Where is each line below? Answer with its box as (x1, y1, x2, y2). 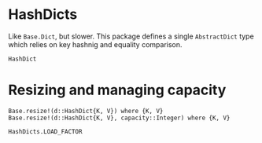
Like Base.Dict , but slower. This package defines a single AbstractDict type (8, 31, 254, 41)
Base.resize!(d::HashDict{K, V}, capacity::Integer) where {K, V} (8, 114, 231, 122)
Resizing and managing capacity (8, 81, 227, 99)
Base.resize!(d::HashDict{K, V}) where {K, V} (8, 107, 164, 115)
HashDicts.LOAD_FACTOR (8, 127, 83, 135)
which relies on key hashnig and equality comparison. (8, 39, 183, 49)
